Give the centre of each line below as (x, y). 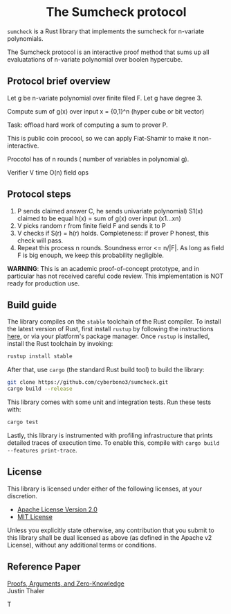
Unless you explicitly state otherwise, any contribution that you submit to (111, 530)
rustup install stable (40, 357)
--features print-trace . (42, 450)
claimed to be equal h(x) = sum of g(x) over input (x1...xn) (99, 218)
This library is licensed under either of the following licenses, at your (105, 489)
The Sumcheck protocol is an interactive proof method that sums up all (108, 52)
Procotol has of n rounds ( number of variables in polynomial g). (98, 159)
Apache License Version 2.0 (57, 509)
